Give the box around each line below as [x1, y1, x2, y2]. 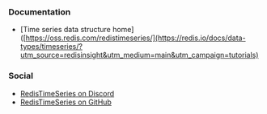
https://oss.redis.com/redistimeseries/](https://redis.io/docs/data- [25, 33, 246, 43]
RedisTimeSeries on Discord [19, 88, 115, 98]
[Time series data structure [19, 25, 111, 35]
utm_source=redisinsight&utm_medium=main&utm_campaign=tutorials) [19, 51, 259, 60]
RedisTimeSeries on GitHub [19, 97, 112, 107]
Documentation [8, 6, 71, 18]
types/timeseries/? [19, 42, 83, 51]
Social [8, 71, 34, 82]
